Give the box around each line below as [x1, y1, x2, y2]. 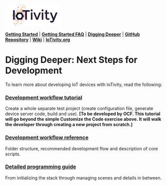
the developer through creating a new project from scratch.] [5, 122, 133, 128]
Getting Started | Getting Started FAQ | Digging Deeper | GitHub [5, 31, 140, 37]
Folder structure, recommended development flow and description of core [5, 145, 158, 151]
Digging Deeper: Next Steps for [5, 54, 137, 66]
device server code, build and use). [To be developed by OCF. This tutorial [5, 111, 161, 117]
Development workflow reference [5, 134, 89, 141]
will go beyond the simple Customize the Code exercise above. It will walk [5, 116, 161, 122]
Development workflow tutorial [5, 94, 82, 101]
